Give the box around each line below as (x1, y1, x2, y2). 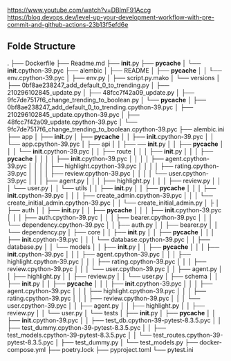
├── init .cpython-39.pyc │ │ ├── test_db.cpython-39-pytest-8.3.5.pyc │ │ (7, 316, 222, 324)
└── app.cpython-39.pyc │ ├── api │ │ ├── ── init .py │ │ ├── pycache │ (7, 140, 224, 148)
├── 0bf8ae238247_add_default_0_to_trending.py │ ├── (7, 81, 169, 89)
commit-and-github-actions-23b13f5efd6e (7, 21, 129, 28)
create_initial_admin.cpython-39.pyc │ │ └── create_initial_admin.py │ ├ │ (7, 198, 220, 207)
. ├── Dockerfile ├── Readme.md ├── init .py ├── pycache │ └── (7, 59, 201, 67)
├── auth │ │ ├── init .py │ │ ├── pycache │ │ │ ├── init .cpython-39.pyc (7, 205, 222, 214)
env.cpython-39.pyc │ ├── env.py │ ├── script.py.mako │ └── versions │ (7, 73, 221, 82)
